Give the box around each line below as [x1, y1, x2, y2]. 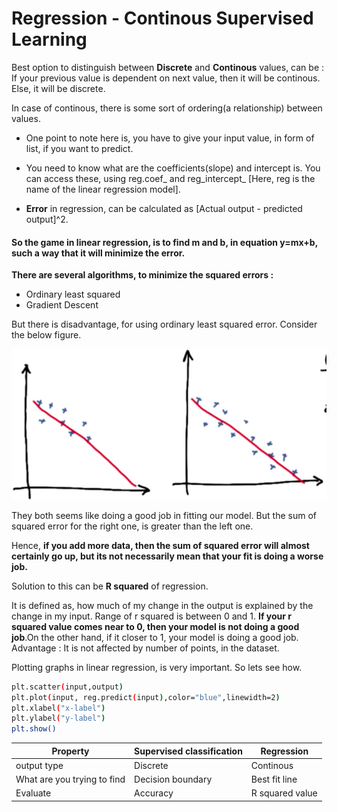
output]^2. [25, 213, 69, 225]
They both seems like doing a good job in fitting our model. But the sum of [11, 509, 317, 521]
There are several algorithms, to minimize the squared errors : [11, 269, 274, 281]
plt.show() [11, 724, 57, 734]
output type [15, 759, 64, 771]
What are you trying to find [15, 773, 126, 786]
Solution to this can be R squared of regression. [11, 580, 209, 592]
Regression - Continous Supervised [11, 7, 314, 30]
